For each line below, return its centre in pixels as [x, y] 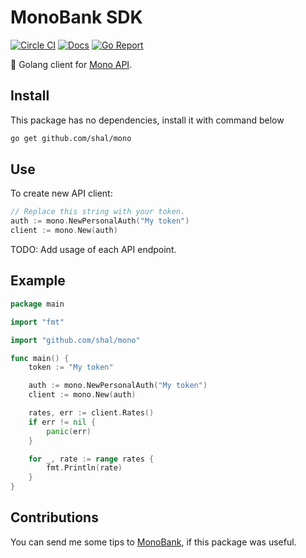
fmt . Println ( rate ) [84, 468]
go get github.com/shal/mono [71, 138]
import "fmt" [37, 322]
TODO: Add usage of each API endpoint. [93, 250]
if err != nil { [62, 422]
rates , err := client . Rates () [91, 413]
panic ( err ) [69, 431]
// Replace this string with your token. [98, 212]
